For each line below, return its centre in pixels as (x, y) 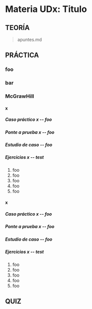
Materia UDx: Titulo (46, 9)
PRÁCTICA (22, 55)
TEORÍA (17, 28)
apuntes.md (30, 39)
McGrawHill (20, 96)
